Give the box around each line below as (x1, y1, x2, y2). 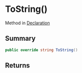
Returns (5, 61, 30, 70)
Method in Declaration (5, 20, 50, 26)
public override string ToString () (5, 47, 78, 53)
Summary (5, 34, 36, 43)
